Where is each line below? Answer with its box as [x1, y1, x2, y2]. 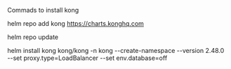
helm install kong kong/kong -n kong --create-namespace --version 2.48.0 [7, 47, 225, 54]
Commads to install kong [7, 6, 79, 14]
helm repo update [7, 33, 59, 41]
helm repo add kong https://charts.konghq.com [7, 20, 144, 27]
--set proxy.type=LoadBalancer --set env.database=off [7, 54, 168, 62]
